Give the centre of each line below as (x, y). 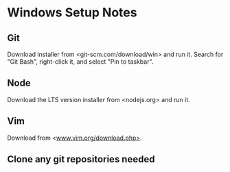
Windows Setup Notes (72, 13)
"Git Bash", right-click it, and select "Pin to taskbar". (80, 62)
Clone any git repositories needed (81, 159)
